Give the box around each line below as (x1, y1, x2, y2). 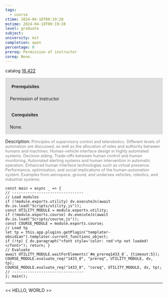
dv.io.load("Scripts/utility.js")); (5, 204, 81, 209)
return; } (29, 243, 50, 248)
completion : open (5, 40, 41, 45)
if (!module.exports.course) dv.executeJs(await (5, 212, 108, 218)
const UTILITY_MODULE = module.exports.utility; (5, 208, 108, 213)
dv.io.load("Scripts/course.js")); (5, 217, 79, 222)
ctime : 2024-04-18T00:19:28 (5, 17, 64, 22)
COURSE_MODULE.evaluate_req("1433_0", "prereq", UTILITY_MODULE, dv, (5, 256, 153, 261)
